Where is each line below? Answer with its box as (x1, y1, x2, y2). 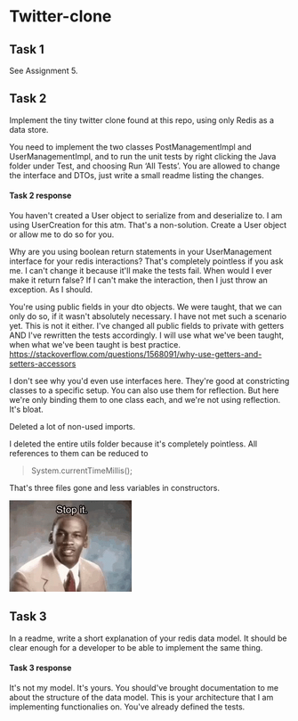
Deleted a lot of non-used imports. (9, 422, 136, 432)
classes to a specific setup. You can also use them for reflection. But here (9, 385, 279, 396)
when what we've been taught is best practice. (9, 340, 181, 350)
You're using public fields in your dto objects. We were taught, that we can (9, 301, 283, 313)
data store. (9, 124, 49, 135)
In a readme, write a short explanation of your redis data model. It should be (9, 633, 287, 643)
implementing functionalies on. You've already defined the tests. (9, 701, 246, 712)
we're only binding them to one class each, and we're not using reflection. (9, 395, 281, 406)
